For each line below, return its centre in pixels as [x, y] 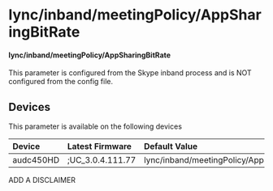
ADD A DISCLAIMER [42, 180]
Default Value [170, 146]
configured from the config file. [61, 82]
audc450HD [36, 160]
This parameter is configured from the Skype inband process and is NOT [130, 73]
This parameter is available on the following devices [95, 126]
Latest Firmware [100, 146]
